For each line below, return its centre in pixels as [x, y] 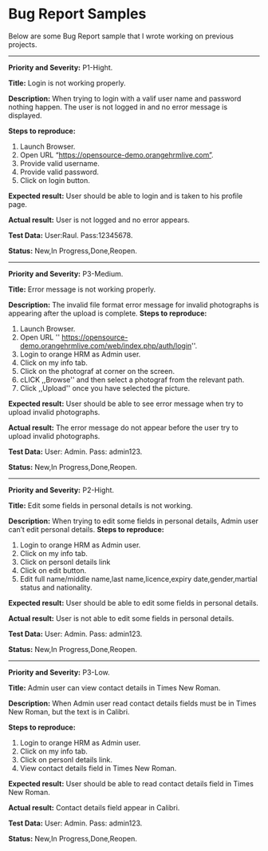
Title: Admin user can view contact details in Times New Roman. [114, 687]
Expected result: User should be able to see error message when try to [126, 404]
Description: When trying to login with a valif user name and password [125, 98]
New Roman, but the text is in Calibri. [69, 711]
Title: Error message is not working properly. [82, 289]
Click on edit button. [53, 570]
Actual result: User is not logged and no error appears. [99, 220]
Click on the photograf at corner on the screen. [97, 371]
